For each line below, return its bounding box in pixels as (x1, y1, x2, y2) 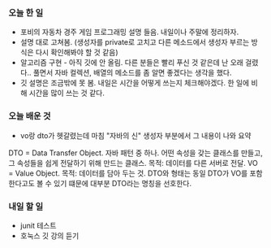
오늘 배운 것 (8, 111, 51, 122)
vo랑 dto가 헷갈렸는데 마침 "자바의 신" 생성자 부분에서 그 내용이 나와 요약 (19, 130, 252, 140)
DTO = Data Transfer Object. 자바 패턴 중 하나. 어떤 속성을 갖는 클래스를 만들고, (8, 148, 264, 158)
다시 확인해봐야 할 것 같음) (35, 47, 119, 58)
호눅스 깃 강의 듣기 (19, 230, 80, 241)
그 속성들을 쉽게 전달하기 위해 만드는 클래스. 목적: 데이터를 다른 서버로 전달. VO (8, 158, 258, 168)
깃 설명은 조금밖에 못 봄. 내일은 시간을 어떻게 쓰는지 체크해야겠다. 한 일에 (19, 78, 250, 88)
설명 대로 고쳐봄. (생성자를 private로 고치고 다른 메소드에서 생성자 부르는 (19, 37, 250, 47)
